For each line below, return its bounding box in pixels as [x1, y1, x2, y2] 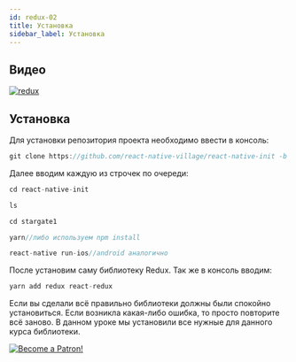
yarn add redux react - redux [9, 282, 113, 291]
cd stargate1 [9, 217, 58, 226]
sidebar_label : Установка [9, 29, 105, 38]
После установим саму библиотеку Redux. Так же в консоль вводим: [9, 265, 273, 275]
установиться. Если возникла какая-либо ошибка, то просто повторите [9, 307, 280, 319]
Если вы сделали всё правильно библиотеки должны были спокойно [9, 298, 271, 309]
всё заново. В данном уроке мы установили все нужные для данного [9, 317, 273, 327]
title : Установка [9, 21, 74, 30]
